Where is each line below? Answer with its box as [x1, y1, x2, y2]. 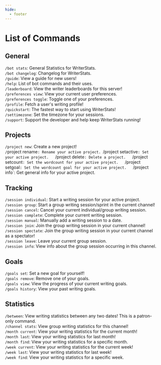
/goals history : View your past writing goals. [5, 286, 96, 291]
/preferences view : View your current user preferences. [5, 91, 118, 96]
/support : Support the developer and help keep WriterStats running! [5, 116, 141, 122]
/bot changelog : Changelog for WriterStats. [5, 70, 91, 76]
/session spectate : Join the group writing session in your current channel [5, 228, 153, 234]
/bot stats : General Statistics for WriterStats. [5, 65, 96, 71]
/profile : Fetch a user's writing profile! [5, 101, 84, 107]
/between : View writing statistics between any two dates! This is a [5, 313, 136, 319]
